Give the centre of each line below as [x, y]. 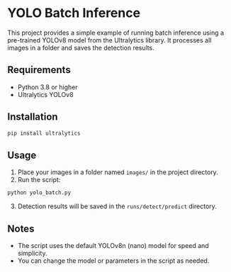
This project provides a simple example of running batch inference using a [116, 33]
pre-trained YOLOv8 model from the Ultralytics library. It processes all [109, 40]
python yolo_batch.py [39, 193]
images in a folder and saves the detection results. [81, 47]
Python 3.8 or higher [47, 87]
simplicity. [32, 253]
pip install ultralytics [44, 133]
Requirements [39, 70]
